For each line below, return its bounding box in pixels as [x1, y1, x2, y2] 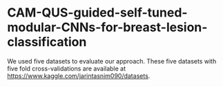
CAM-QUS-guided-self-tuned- [7, 5, 188, 21]
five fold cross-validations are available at [7, 64, 126, 72]
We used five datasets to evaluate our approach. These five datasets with [7, 57, 217, 65]
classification [7, 35, 87, 50]
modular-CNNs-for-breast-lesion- [7, 19, 208, 35]
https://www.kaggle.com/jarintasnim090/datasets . [7, 71, 151, 80]
